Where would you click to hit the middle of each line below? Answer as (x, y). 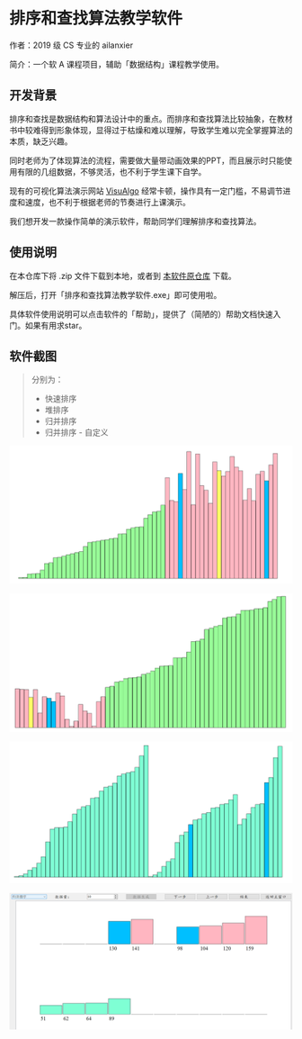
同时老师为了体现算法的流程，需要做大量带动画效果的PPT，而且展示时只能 (147, 160)
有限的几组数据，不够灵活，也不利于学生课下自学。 (111, 171)
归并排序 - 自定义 (76, 432)
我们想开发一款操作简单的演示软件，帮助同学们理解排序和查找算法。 (135, 221)
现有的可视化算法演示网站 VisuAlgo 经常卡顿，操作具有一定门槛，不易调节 (146, 191)
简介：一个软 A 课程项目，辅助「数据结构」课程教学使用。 (117, 64)
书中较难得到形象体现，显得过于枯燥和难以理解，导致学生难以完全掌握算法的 (151, 130)
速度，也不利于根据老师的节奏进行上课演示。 (107, 202)
